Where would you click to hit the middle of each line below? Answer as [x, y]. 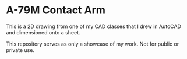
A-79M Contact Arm [56, 10]
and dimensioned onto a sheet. [43, 32]
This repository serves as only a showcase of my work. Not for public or [93, 44]
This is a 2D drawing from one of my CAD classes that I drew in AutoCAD [94, 26]
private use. [20, 50]
